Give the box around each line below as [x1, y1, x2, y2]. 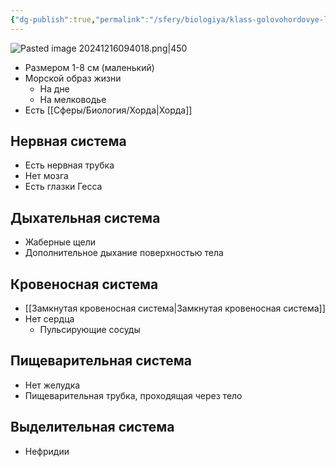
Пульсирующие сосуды [39, 324, 141, 336]
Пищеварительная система [10, 352, 192, 370]
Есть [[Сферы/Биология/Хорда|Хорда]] [24, 104, 193, 116]
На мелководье [39, 93, 107, 105]
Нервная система [10, 133, 127, 150]
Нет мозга [24, 170, 69, 182]
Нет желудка [24, 379, 81, 391]
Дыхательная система [10, 209, 161, 226]
